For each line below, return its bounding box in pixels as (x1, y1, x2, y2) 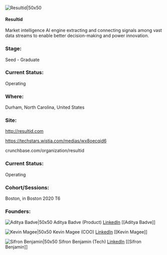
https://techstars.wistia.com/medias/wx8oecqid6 (5, 138, 107, 144)
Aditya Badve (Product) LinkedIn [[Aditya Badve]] (53, 219, 155, 225)
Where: (5, 93, 24, 100)
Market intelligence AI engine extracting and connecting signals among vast (5, 28, 162, 34)
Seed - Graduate (5, 57, 40, 63)
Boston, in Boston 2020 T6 (5, 195, 61, 201)
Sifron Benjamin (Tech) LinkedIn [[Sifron (58, 238, 142, 245)
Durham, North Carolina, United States (5, 104, 85, 110)
